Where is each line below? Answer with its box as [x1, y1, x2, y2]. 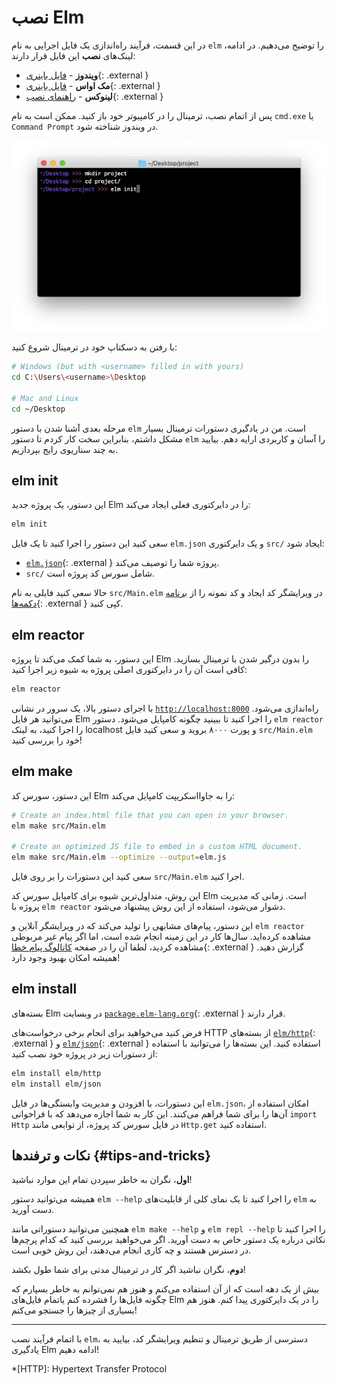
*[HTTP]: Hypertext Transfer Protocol [11, 1363, 168, 1375]
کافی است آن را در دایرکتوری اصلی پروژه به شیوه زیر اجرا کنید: [11, 664, 248, 676]
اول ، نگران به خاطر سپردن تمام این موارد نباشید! [11, 1174, 193, 1186]
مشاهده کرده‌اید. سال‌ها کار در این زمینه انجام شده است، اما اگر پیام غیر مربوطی [11, 931, 312, 943]
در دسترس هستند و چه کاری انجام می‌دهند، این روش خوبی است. [11, 1244, 252, 1256]
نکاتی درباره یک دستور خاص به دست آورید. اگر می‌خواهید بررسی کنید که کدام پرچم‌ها [11, 1234, 326, 1246]
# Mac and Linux [11, 393, 79, 403]
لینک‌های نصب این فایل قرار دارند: [11, 49, 136, 61]
